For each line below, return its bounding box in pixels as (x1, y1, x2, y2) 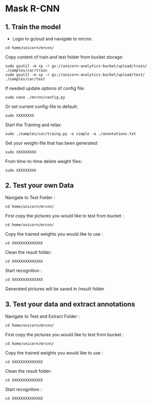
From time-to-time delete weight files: (5, 158, 83, 164)
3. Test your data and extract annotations (5, 300, 135, 308)
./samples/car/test (5, 77, 46, 82)
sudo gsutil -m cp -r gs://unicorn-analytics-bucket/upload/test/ (5, 72, 145, 77)
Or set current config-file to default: (5, 103, 78, 109)
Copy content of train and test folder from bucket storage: (5, 54, 124, 60)
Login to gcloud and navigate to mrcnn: (12, 36, 93, 42)
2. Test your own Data (5, 181, 74, 190)
